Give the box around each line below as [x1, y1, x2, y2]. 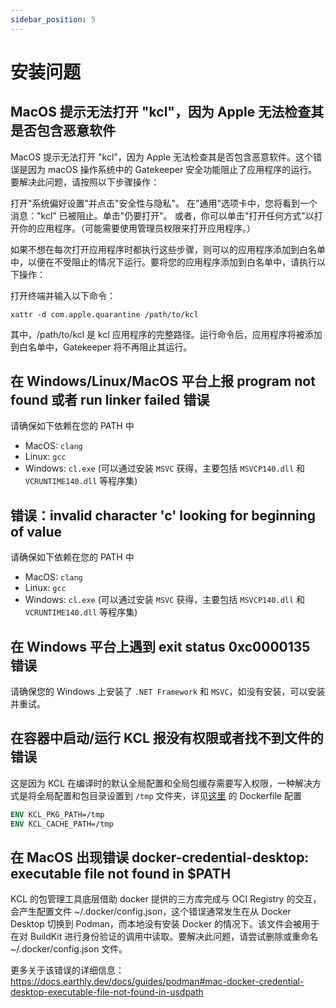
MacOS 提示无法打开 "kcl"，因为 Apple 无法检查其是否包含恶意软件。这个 [10, 151, 314, 163]
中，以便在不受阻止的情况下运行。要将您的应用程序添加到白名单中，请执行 [10, 256, 317, 268]
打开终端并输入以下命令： [10, 289, 116, 301]
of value [10, 523, 63, 540]
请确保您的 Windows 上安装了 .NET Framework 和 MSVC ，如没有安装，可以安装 [10, 686, 326, 698]
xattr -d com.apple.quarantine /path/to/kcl [10, 309, 199, 320]
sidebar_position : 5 [10, 14, 97, 25]
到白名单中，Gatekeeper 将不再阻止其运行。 [10, 341, 193, 353]
